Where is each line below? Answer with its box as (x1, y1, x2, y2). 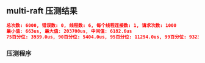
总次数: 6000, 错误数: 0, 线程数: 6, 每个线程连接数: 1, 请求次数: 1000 (6, 22, 177, 29)
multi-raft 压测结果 (6, 6, 78, 17)
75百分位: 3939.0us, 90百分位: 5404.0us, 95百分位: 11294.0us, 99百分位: (6, 34, 187, 40)
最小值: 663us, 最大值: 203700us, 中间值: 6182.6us (6, 28, 132, 34)
